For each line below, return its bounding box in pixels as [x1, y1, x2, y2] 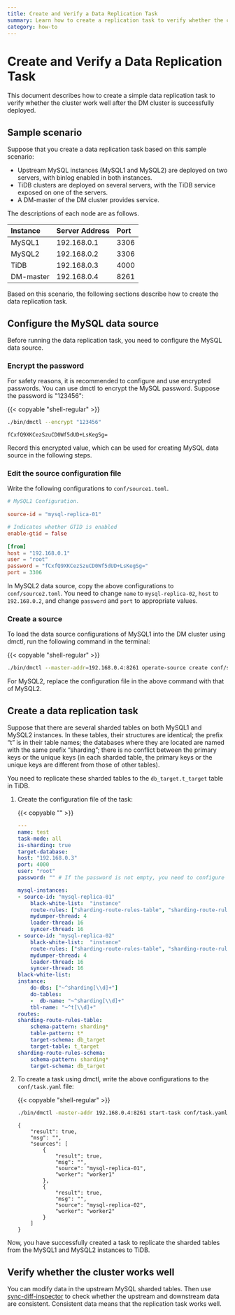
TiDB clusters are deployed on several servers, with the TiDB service [17, 181, 215, 190]
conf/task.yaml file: [17, 1082, 75, 1091]
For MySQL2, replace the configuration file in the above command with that [7, 677, 225, 685]
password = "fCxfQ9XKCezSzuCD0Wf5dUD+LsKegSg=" [7, 562, 149, 570]
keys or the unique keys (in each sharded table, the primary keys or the [7, 753, 213, 762]
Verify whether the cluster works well [7, 1266, 175, 1278]
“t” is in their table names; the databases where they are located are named [7, 739, 225, 747]
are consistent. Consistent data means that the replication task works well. [7, 1300, 222, 1308]
